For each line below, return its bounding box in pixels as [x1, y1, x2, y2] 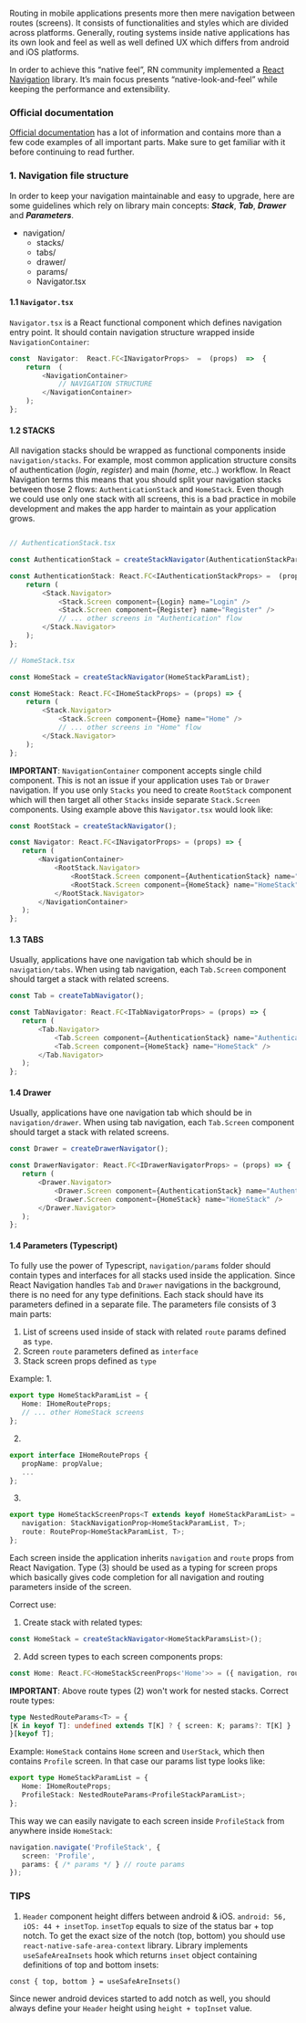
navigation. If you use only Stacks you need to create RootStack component [9, 785, 292, 796]
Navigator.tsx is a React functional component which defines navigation [9, 317, 282, 328]
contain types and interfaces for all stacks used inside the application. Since [9, 1270, 296, 1281]
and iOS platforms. [9, 47, 80, 58]
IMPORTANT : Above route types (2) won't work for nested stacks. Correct [9, 1685, 289, 1696]
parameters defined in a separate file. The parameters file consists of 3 [9, 1299, 277, 1310]
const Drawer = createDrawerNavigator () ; [9, 1144, 169, 1154]
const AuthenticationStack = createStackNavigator [9, 555, 206, 564]
